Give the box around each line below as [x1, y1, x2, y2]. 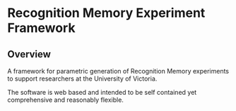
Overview [7, 48, 52, 60]
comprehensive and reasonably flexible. [7, 95, 124, 104]
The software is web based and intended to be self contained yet [7, 88, 197, 96]
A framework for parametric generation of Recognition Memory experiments [7, 67, 230, 75]
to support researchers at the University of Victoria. [7, 74, 158, 83]
